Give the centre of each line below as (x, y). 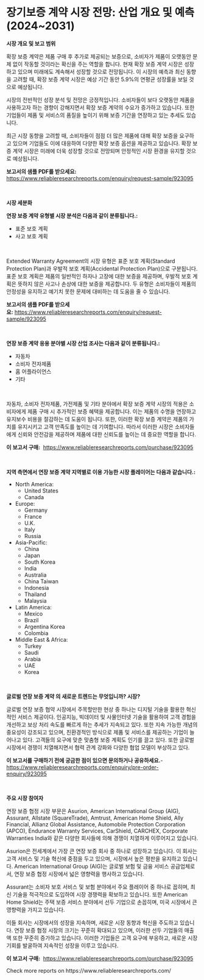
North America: (34, 484)
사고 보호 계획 (31, 236)
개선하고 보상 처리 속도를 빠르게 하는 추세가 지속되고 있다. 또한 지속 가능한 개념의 (102, 724)
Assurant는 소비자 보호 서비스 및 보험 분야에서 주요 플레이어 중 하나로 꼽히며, (98, 887)
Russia (33, 536)
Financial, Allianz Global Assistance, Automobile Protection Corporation (96, 824)
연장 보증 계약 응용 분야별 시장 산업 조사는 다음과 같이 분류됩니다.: (83, 343)
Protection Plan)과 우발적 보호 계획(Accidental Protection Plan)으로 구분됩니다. (102, 268)
